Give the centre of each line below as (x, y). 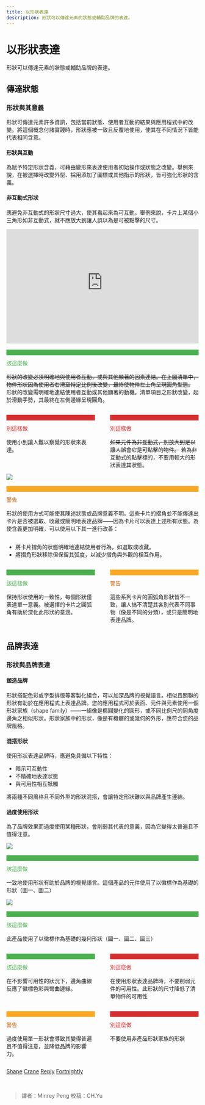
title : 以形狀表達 (27, 12)
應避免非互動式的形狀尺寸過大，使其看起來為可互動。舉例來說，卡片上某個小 (103, 212)
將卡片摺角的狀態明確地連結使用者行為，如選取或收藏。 (85, 547)
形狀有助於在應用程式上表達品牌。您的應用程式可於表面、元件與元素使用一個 (103, 703)
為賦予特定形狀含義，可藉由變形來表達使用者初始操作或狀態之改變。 (92, 167)
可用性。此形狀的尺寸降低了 (155, 988)
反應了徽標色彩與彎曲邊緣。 (41, 988)
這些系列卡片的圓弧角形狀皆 (145, 597)
